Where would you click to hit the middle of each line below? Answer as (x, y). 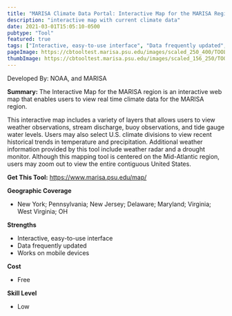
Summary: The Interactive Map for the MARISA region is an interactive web (115, 91)
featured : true (29, 39)
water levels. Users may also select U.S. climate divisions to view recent (109, 134)
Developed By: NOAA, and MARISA (57, 78)
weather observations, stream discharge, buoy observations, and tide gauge (116, 127)
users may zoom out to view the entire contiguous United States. (99, 164)
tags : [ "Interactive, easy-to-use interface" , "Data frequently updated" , (117, 46)
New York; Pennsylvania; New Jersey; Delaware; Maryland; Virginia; (114, 204)
